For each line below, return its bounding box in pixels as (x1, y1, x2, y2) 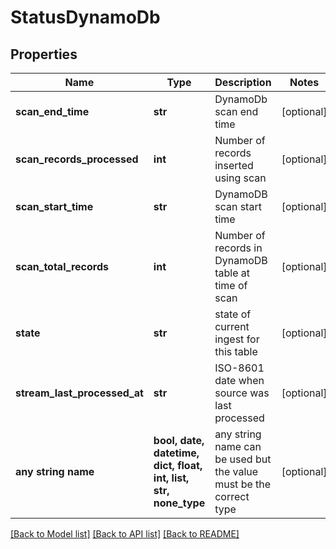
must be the (214, 477, 272, 491)
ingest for (214, 332, 260, 346)
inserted (214, 159, 254, 172)
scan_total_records (15, 260, 109, 273)
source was (214, 386, 270, 400)
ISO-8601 (214, 361, 265, 375)
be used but (214, 452, 272, 466)
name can (214, 440, 262, 453)
